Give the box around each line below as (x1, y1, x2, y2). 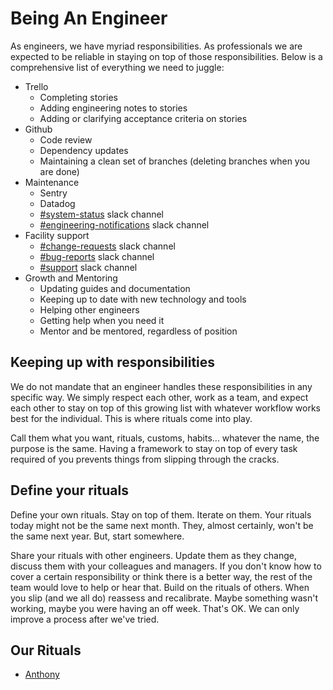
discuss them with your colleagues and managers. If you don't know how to (10, 560, 322, 572)
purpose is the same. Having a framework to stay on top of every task (10, 442, 298, 454)
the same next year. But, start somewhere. (10, 530, 185, 542)
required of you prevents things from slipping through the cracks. (10, 453, 280, 465)
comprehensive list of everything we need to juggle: (10, 61, 225, 73)
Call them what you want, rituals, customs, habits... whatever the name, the (10, 432, 320, 444)
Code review (39, 133, 93, 146)
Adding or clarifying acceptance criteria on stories (39, 112, 248, 124)
